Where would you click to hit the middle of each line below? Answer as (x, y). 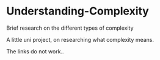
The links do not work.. (35, 51)
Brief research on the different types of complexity (70, 28)
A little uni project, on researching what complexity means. (80, 39)
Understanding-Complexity (78, 11)
